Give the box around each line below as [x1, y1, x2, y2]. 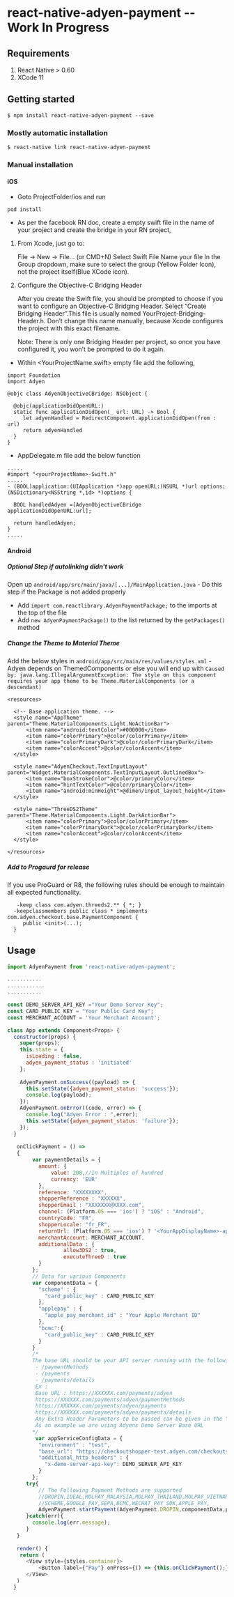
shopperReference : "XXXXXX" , [38, 1195, 127, 1203]
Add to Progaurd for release [7, 863, 90, 872]
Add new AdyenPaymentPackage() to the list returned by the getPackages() [17, 615, 226, 624]
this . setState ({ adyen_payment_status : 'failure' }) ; [25, 1117, 179, 1125]
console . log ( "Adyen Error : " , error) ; [25, 1111, 139, 1118]
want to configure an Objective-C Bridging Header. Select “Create [17, 302, 207, 311]
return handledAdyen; [13, 520, 77, 527]
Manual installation [7, 160, 74, 170]
